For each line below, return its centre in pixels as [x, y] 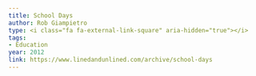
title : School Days [41, 15]
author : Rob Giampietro [48, 23]
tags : [17, 38]
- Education [28, 45]
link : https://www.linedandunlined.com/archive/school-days [111, 60]
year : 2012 [26, 52]
